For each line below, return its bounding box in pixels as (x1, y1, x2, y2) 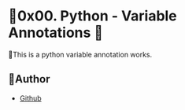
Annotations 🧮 (8, 24, 104, 42)
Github (19, 93, 42, 103)
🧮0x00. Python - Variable (8, 7, 177, 25)
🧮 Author (8, 72, 50, 86)
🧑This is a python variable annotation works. (8, 49, 153, 59)
